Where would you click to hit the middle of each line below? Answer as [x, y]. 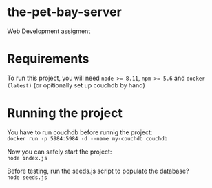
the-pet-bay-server [64, 12]
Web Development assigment [49, 31]
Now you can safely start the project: [60, 152]
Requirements [48, 59]
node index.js [28, 158]
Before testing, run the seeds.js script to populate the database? [98, 171]
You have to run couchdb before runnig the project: [80, 132]
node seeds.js [28, 177]
